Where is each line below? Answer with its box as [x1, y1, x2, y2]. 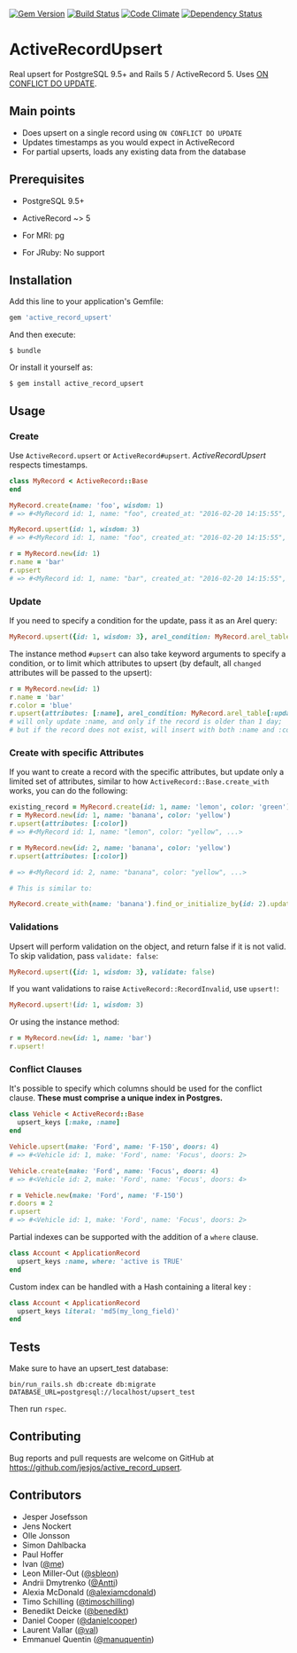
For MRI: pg [21, 230, 65, 240]
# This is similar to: [9, 883, 93, 893]
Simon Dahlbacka [21, 1539, 87, 1550]
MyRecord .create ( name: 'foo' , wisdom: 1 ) [9, 501, 164, 510]
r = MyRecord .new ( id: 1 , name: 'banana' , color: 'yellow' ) [9, 811, 232, 820]
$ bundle [9, 347, 42, 356]
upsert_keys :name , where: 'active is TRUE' [17, 1257, 184, 1265]
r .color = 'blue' [9, 701, 73, 709]
